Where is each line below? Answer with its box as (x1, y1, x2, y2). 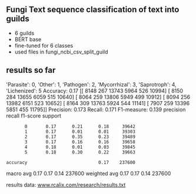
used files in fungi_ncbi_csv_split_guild (14, 48, 108, 55)
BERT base (14, 35, 42, 43)
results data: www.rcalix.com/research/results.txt (6, 181, 126, 188)
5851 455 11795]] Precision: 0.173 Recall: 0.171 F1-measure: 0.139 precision (6, 106, 186, 113)
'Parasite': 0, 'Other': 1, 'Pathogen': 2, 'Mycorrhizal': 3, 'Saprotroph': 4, (6, 81, 177, 88)
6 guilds (14, 29, 35, 36)
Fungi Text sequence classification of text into (6, 5, 180, 15)
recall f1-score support (6, 112, 62, 119)
